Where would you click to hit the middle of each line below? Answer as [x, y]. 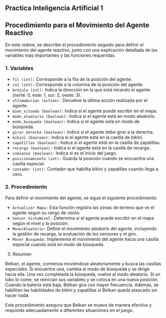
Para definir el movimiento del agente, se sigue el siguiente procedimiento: [81, 198]
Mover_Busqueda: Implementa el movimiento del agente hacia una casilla [85, 239]
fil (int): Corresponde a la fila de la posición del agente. [72, 79]
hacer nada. [17, 295]
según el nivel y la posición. [41, 223]
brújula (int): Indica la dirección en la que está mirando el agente [81, 89]
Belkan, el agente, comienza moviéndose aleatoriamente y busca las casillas [83, 263]
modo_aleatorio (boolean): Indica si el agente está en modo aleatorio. [84, 116]
